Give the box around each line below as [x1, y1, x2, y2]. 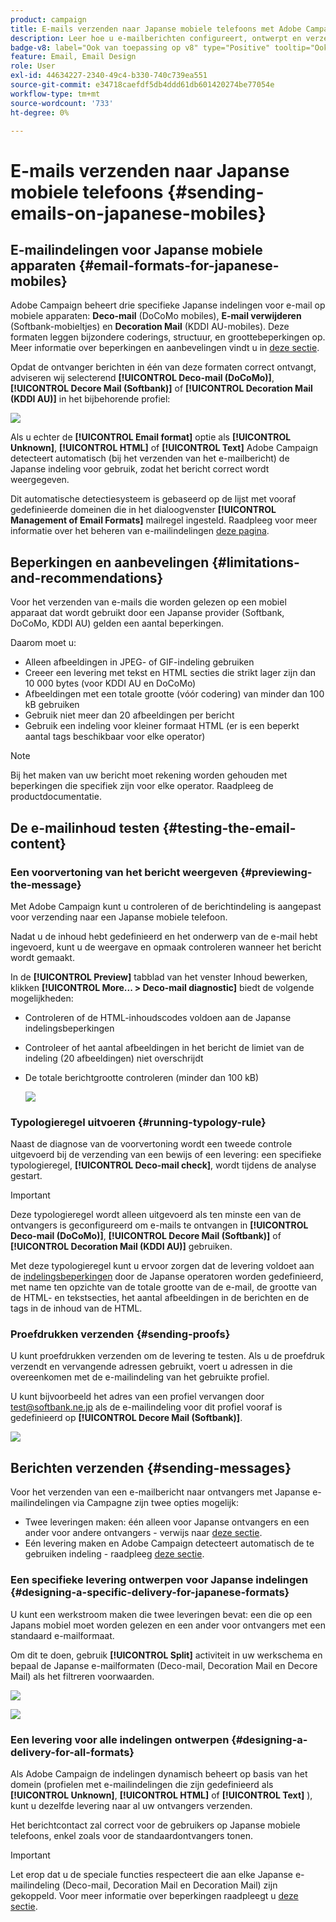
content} [10, 835, 67, 852]
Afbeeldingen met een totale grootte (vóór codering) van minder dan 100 [24, 688, 325, 700]
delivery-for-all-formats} [10, 1745, 135, 1759]
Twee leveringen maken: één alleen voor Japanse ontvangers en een [24, 1516, 310, 1528]
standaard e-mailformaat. [10, 1629, 115, 1641]
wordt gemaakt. [10, 951, 75, 963]
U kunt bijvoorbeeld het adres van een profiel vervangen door [10, 1391, 265, 1403]
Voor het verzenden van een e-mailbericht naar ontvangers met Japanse [10, 1486, 311, 1498]
